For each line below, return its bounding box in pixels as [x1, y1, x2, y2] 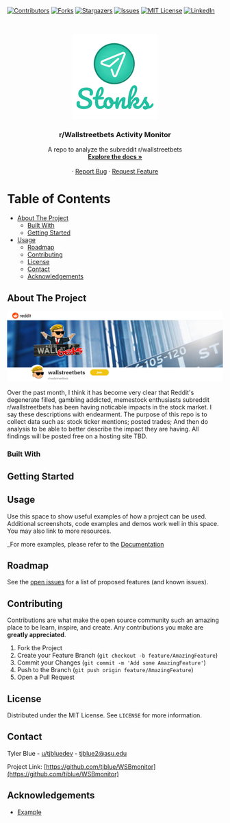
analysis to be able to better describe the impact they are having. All [7, 425, 200, 433]
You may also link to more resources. [7, 527, 112, 535]
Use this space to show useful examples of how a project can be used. [7, 512, 207, 521]
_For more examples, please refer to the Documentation [7, 540, 164, 548]
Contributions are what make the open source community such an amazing [7, 616, 219, 624]
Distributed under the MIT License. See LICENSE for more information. [7, 711, 202, 719]
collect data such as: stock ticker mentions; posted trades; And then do [7, 418, 209, 426]
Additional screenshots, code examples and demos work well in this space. [7, 519, 219, 527]
